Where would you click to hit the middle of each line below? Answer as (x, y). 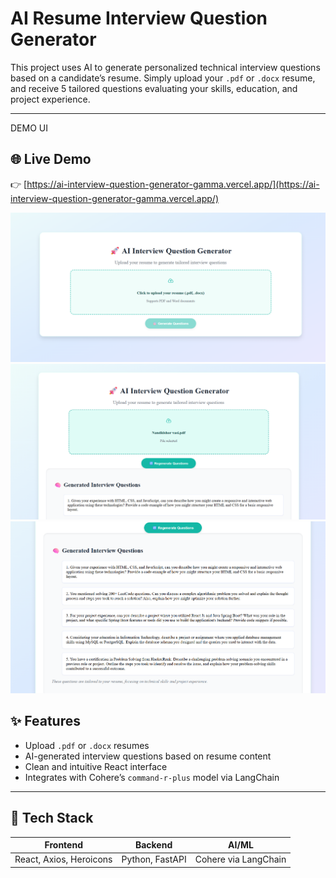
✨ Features (45, 721)
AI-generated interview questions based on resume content (148, 756)
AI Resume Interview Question (139, 18)
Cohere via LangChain (240, 859)
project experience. (50, 99)
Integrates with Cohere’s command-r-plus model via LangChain (152, 777)
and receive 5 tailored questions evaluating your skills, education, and (154, 88)
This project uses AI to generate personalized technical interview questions (165, 67)
